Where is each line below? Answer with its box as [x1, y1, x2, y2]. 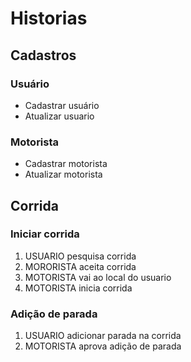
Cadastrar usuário [24, 99, 100, 111]
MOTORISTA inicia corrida [24, 282, 133, 294]
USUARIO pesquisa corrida [24, 250, 137, 262]
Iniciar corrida [10, 227, 80, 241]
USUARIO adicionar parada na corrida [24, 330, 182, 342]
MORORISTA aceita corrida [24, 260, 137, 272]
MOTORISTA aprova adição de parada [24, 340, 182, 352]
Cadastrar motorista [24, 158, 108, 170]
